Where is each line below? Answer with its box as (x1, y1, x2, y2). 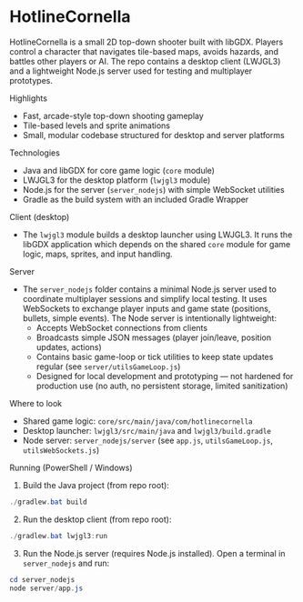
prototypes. (9, 75, 53, 85)
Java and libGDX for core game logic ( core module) (22, 165, 216, 176)
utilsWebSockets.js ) (22, 444, 100, 456)
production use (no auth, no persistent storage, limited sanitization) (35, 380, 288, 391)
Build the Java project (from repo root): (22, 479, 170, 490)
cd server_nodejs (9, 575, 76, 584)
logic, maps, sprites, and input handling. (22, 248, 173, 259)
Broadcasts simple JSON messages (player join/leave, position (35, 332, 271, 343)
